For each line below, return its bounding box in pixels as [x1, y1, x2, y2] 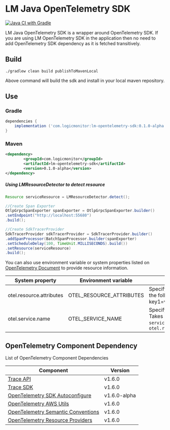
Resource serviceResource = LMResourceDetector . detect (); [5, 194, 130, 199]
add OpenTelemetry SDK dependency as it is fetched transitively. [5, 40, 141, 46]
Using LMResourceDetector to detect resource [5, 182, 105, 188]
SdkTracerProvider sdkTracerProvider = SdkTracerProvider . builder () [5, 231, 153, 236]
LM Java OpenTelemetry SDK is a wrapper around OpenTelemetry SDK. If [5, 29, 158, 35]
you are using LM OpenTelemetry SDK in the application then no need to [5, 35, 156, 41]
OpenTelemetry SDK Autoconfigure [8, 392, 92, 399]
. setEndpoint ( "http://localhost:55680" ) [5, 213, 92, 218]
